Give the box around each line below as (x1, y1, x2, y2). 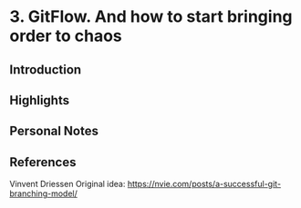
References (9, 154, 77, 170)
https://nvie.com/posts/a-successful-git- (127, 179, 281, 190)
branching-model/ (9, 188, 78, 199)
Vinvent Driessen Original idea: (9, 179, 126, 190)
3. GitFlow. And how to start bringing (9, 6, 294, 27)
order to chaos (9, 25, 123, 46)
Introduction (9, 62, 82, 77)
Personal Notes (9, 124, 99, 139)
